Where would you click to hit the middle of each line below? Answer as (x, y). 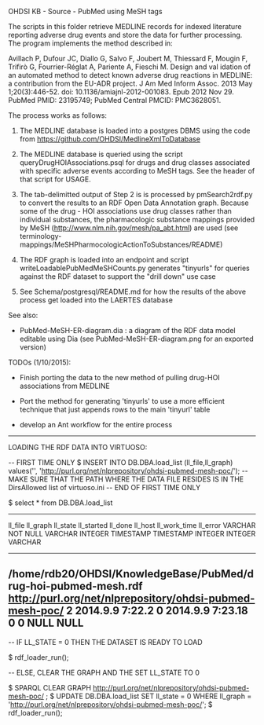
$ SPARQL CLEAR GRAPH (50, 687)
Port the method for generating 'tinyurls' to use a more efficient (122, 401)
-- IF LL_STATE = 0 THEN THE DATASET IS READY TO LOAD (105, 642)
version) (33, 347)
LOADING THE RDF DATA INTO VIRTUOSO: (78, 447)
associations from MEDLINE (64, 386)
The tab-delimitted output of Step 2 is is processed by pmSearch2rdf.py (136, 194)
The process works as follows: (58, 115)
